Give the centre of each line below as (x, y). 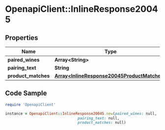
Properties (22, 38)
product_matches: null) (102, 123)
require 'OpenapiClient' (30, 104)
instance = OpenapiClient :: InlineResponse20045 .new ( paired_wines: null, (81, 114)
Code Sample (26, 93)
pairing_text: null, (99, 118)
